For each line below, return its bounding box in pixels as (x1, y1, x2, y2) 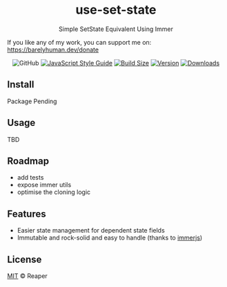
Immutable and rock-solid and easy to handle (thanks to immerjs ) (17, 233, 203, 242)
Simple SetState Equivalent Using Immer (58, 25, 174, 33)
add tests (17, 173, 44, 182)
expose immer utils (17, 181, 72, 189)
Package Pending (7, 97, 57, 105)
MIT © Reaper (7, 272, 48, 280)
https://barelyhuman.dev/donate (7, 45, 99, 54)
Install (7, 78, 34, 91)
